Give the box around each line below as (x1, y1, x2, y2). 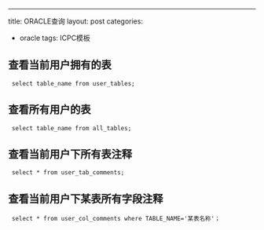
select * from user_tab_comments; (11, 169, 125, 177)
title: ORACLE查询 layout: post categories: (8, 16, 144, 26)
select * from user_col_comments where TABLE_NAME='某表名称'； (11, 215, 221, 223)
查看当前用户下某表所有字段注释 (8, 192, 163, 205)
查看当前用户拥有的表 (8, 58, 112, 71)
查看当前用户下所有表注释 (8, 148, 132, 161)
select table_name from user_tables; (11, 79, 135, 87)
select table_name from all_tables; (11, 124, 132, 132)
